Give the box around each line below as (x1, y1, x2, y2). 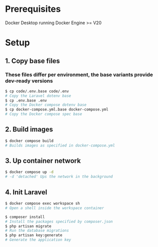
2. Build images (5, 125, 53, 134)
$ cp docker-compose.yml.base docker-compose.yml (5, 107, 109, 112)
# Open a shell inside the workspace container (5, 206, 105, 211)
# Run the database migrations (5, 228, 69, 233)
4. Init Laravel (5, 188, 48, 196)
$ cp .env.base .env (5, 98, 48, 103)
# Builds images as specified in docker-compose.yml (5, 143, 115, 148)
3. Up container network (5, 157, 81, 165)
